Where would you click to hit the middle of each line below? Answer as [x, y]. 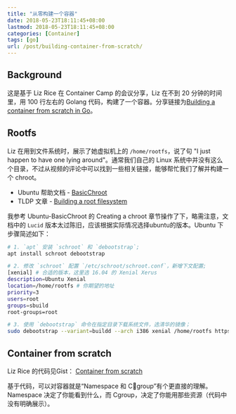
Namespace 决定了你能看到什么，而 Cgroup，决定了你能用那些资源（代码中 [117, 394]
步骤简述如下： [29, 234]
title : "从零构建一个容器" [42, 14]
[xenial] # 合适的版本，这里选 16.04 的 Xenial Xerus [82, 273]
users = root [23, 299]
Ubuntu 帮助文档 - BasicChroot [62, 192]
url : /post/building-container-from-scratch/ [75, 46]
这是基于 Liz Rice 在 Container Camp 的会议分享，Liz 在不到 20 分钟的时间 [115, 93]
